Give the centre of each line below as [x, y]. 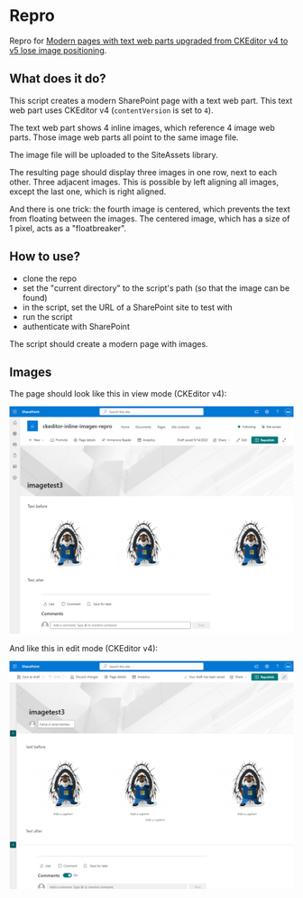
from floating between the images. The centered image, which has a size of [150, 219]
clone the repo [50, 278]
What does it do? [58, 79]
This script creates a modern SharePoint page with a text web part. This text [151, 100]
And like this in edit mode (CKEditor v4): [84, 649]
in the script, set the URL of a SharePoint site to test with [127, 307]
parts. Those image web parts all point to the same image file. [124, 137]
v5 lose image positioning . [58, 50]
